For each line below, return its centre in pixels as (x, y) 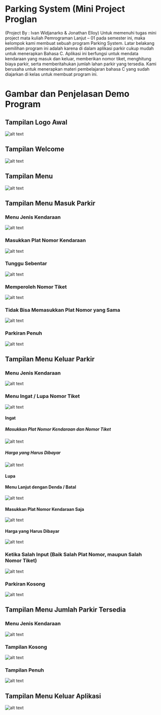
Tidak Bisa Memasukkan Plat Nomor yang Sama (63, 310)
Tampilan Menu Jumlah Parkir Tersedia (65, 610)
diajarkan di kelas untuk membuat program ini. (52, 74)
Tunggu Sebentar (26, 263)
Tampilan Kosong (26, 647)
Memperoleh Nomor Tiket (36, 287)
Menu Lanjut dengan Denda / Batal (41, 487)
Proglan (21, 19)
